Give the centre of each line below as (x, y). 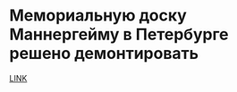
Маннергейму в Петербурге (119, 34)
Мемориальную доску (98, 16)
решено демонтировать (104, 54)
